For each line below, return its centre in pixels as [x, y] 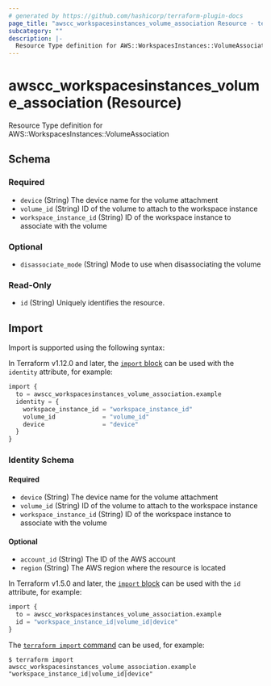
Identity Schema [42, 460]
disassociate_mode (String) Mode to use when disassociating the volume [140, 264]
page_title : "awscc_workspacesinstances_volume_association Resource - [131, 23]
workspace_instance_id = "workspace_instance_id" [108, 409]
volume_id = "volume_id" [86, 417]
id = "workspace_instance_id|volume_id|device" [97, 622]
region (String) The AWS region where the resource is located [123, 568]
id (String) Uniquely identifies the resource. [92, 303]
